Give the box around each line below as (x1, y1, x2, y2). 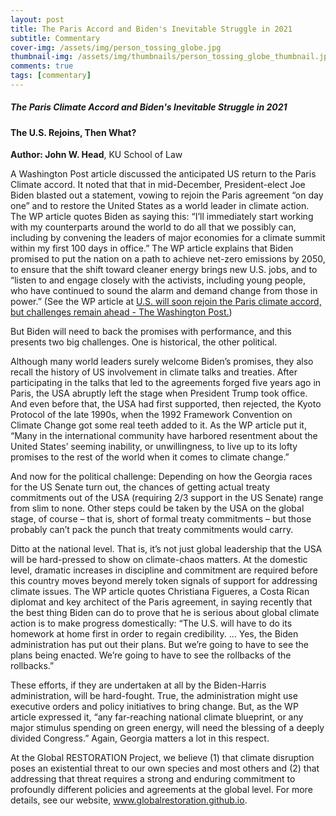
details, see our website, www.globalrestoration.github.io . (10, 794, 248, 806)
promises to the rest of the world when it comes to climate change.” (10, 451, 290, 463)
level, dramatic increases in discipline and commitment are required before (10, 564, 318, 576)
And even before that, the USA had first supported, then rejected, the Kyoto (10, 398, 322, 410)
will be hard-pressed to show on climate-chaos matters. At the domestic (10, 554, 308, 566)
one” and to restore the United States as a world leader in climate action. (10, 200, 310, 212)
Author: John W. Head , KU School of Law (10, 149, 183, 161)
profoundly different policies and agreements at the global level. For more (10, 784, 313, 796)
